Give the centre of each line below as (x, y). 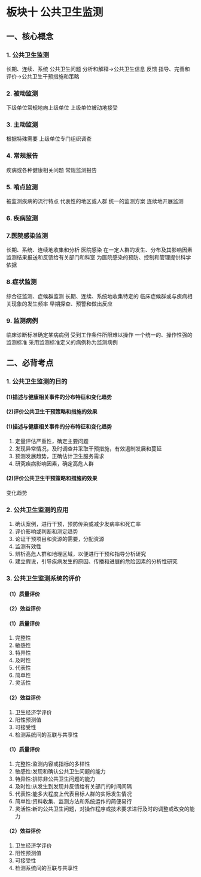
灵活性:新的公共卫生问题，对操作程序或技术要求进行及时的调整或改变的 (102, 809)
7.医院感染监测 (27, 235)
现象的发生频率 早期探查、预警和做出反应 (62, 304)
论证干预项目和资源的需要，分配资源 (60, 539)
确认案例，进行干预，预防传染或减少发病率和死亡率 (78, 524)
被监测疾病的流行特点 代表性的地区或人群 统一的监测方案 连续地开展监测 (95, 201)
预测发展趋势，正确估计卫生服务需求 (60, 456)
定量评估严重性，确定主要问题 (51, 441)
